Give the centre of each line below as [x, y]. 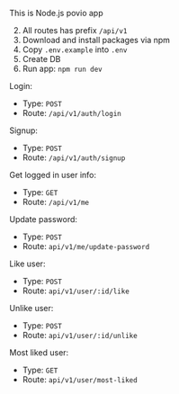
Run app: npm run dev [63, 68]
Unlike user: [31, 308]
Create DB [41, 59]
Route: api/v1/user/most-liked [80, 380]
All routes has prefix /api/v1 [75, 30]
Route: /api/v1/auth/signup [74, 157]
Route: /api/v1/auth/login [72, 113]
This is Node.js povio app [56, 13]
